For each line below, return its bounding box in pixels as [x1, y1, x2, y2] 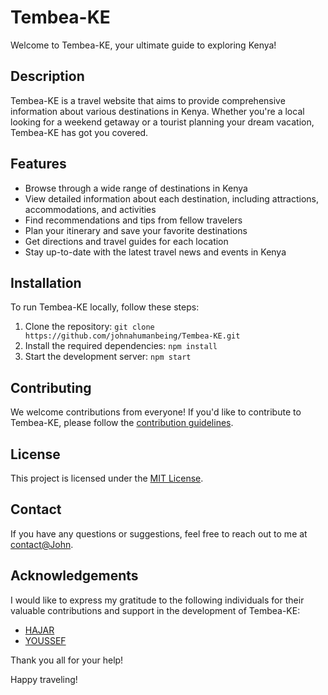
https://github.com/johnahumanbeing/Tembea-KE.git [24, 331, 241, 341]
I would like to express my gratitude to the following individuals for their [10, 594, 305, 606]
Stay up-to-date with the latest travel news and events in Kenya [24, 246, 287, 258]
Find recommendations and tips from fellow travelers [24, 214, 243, 226]
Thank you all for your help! [10, 654, 124, 666]
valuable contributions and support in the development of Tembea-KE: [10, 604, 301, 616]
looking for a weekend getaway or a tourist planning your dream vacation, [10, 116, 315, 128]
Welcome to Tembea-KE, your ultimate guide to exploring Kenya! [10, 39, 277, 51]
